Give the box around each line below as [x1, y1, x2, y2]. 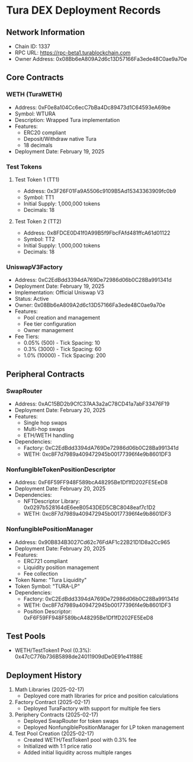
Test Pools [6, 631, 46, 641]
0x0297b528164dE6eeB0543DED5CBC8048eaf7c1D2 [23, 504, 156, 511]
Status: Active [14, 295, 49, 303]
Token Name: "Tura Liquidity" [14, 576, 87, 583]
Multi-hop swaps [23, 425, 65, 432]
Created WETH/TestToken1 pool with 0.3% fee [23, 737, 137, 744]
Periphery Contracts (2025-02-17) [14, 711, 99, 718]
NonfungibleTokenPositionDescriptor [6, 465, 116, 474]
